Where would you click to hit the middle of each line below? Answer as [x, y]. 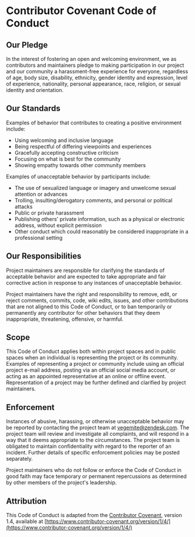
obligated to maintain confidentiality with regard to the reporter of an [89, 446]
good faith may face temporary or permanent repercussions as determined [97, 477]
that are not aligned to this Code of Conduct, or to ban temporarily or [89, 307]
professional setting [38, 237]
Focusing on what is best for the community [68, 159]
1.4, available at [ [26, 521]
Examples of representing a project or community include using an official [95, 364]
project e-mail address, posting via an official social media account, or [91, 370]
